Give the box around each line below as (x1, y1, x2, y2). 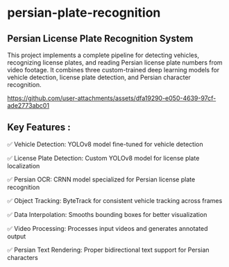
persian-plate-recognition (7, 5, 161, 21)
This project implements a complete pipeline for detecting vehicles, (7, 51, 200, 59)
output (7, 232, 26, 241)
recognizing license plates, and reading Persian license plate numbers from (7, 58, 223, 67)
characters (7, 253, 38, 261)
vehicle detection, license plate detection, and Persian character (7, 73, 191, 81)
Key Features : (7, 122, 71, 133)
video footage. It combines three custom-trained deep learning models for (7, 66, 220, 74)
